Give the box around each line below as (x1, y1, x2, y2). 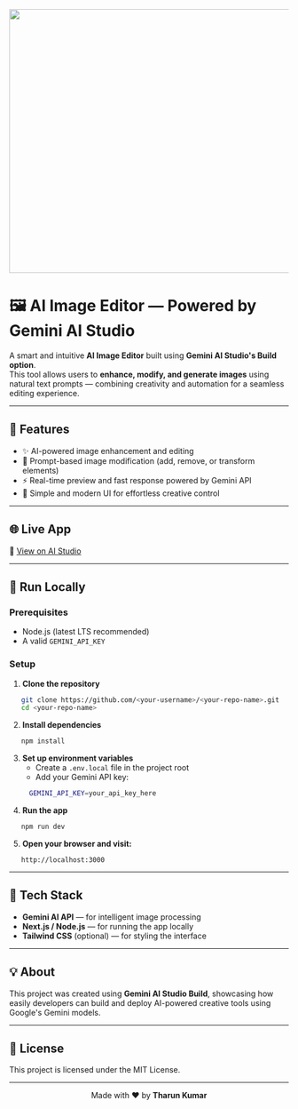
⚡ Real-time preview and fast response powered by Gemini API (21, 475, 252, 485)
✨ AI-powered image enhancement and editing (21, 445, 194, 456)
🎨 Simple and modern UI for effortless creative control (21, 488, 220, 499)
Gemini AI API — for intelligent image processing (21, 911, 201, 922)
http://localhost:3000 (20, 855, 105, 865)
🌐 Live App (9, 522, 72, 537)
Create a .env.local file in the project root (35, 762, 190, 773)
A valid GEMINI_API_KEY (21, 635, 106, 647)
